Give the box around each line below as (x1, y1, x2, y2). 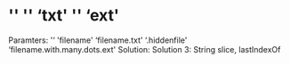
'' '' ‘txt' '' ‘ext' (8, 5, 119, 26)
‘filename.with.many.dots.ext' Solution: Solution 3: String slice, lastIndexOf (8, 44, 281, 54)
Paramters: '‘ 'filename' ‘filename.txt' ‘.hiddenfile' (8, 35, 188, 45)
